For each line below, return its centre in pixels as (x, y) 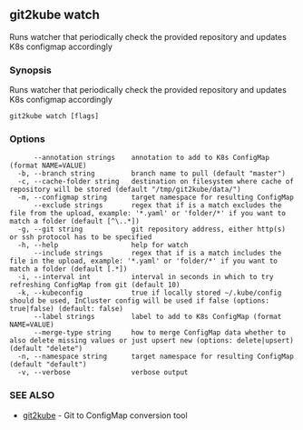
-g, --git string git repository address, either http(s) (151, 230)
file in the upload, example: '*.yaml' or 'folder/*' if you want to (144, 261)
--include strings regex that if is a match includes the (157, 254)
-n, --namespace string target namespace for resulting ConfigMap (156, 357)
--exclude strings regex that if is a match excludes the (157, 205)
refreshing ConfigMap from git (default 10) (95, 285)
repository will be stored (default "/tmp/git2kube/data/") (126, 190)
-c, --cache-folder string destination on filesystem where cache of (156, 182)
